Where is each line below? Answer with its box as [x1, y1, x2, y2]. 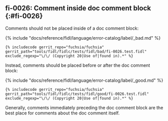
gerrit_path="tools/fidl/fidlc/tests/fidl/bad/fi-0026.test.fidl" [5, 49, 147, 54]
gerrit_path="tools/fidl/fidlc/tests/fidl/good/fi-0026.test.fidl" [5, 91, 149, 96]
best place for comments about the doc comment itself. [5, 110, 120, 116]
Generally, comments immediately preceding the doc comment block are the [5, 104, 163, 110]
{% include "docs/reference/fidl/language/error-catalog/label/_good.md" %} [5, 77, 163, 83]
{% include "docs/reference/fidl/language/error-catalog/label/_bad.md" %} [5, 35, 161, 41]
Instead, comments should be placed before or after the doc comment [5, 62, 150, 68]
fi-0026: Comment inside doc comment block [5, 4, 151, 13]
